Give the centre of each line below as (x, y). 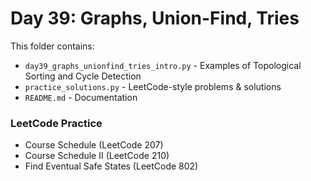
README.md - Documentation (81, 97)
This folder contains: (52, 46)
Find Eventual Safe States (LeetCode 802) (111, 166)
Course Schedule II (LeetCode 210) (97, 156)
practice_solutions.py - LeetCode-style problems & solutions (153, 86)
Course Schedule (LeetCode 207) (94, 145)
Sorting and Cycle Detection (83, 76)
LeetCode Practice (56, 123)
